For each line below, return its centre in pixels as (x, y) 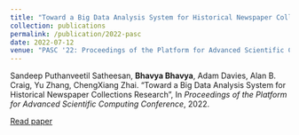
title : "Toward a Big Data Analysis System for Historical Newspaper (142, 17)
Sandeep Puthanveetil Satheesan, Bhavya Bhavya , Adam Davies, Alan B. (143, 75)
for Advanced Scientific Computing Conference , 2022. (110, 104)
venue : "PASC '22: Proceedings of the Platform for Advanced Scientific (147, 51)
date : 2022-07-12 (42, 42)
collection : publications (58, 26)
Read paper (31, 122)
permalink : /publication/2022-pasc (76, 34)
